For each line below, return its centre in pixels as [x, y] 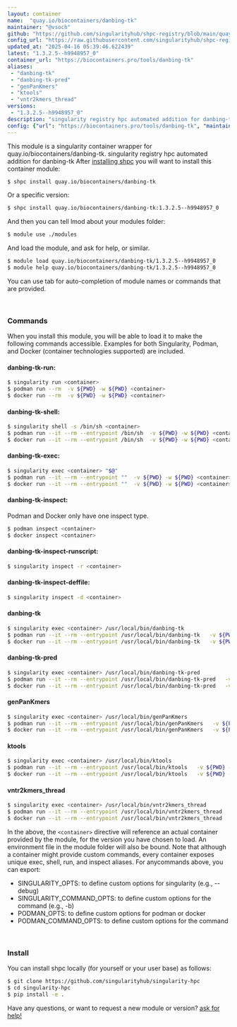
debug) [28, 890]
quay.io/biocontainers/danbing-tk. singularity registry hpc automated [108, 154]
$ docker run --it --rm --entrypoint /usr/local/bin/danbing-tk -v [112, 642]
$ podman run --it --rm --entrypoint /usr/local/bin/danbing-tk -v [112, 635]
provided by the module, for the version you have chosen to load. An [107, 839]
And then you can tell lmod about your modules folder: [86, 222]
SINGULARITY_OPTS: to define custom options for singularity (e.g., [115, 883]
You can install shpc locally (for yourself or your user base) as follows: [109, 968]
